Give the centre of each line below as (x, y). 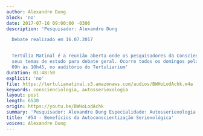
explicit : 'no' (25, 78)
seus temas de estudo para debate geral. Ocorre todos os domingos (98, 62)
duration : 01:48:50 (31, 73)
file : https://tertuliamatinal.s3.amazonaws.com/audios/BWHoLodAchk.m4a (100, 84)
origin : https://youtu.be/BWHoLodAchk (55, 106)
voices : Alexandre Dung (36, 123)
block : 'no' (21, 18)
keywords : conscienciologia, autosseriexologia (67, 89)
